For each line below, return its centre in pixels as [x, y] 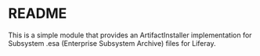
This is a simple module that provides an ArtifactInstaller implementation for [130, 35]
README [38, 14]
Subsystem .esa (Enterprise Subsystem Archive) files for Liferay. [112, 43]
